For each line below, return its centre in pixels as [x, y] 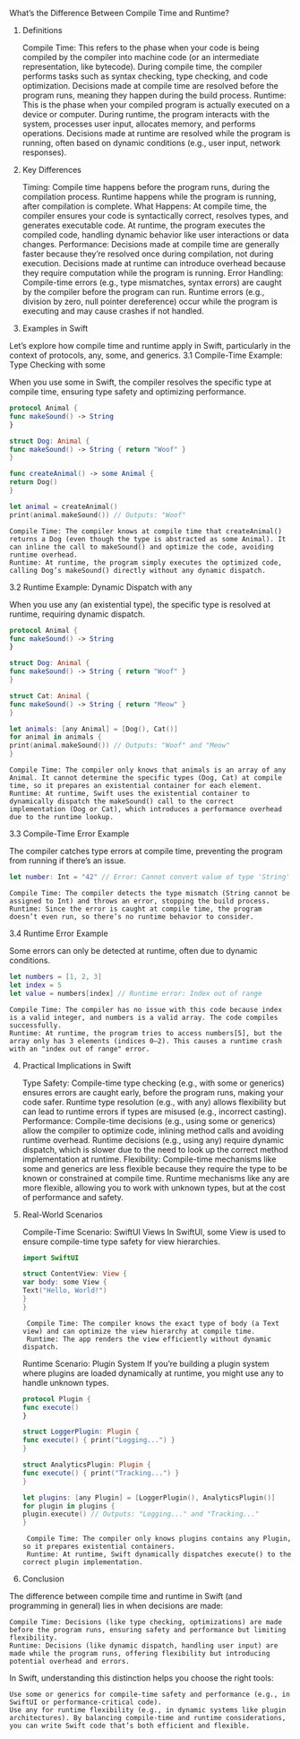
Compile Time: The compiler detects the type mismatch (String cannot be [150, 893]
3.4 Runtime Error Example [59, 933]
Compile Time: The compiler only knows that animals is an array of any [148, 770]
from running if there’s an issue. [68, 861]
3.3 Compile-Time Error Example [69, 834]
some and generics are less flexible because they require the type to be [155, 1168]
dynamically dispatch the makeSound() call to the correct [122, 801]
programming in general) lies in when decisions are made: [116, 1606]
